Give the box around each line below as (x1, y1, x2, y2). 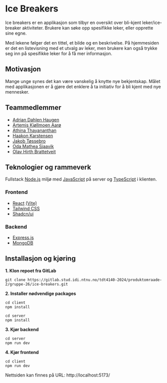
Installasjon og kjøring (5, 254, 76, 263)
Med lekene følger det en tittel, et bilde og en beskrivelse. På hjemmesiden (5, 39, 159, 45)
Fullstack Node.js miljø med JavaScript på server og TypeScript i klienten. (5, 176, 157, 182)
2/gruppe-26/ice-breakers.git (5, 281, 68, 286)
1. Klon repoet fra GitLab (5, 267, 56, 273)
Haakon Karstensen (12, 132, 53, 138)
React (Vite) (12, 200, 37, 206)
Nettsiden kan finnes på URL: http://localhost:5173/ (5, 372, 110, 378)
